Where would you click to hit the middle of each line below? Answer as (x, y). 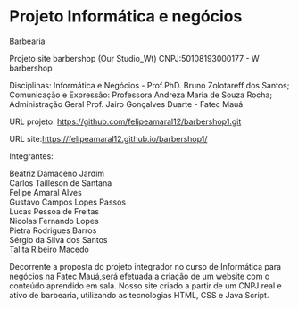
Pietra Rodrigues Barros (53, 230)
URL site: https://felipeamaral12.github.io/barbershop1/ (108, 138)
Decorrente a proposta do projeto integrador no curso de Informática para (145, 266)
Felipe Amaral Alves (46, 192)
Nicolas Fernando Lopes (54, 221)
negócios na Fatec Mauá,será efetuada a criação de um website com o (140, 276)
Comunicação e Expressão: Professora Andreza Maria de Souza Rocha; (141, 95)
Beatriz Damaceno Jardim (57, 173)
